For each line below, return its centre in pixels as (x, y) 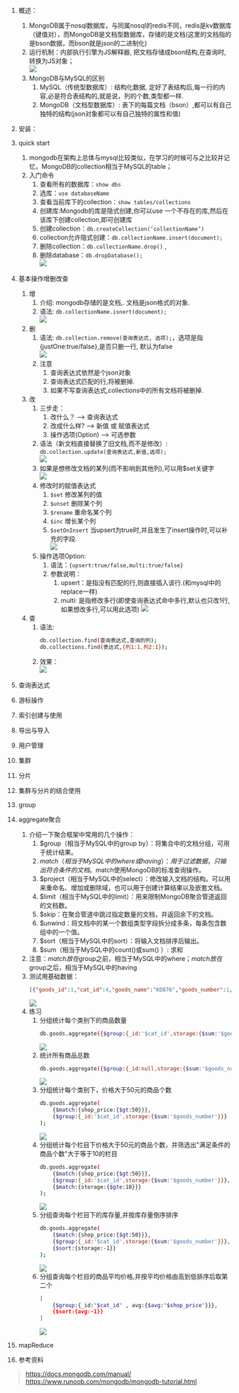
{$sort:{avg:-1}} (78, 1312)
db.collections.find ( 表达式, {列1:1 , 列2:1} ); (104, 647)
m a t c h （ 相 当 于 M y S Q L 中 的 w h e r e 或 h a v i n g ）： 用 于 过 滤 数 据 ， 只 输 (133, 861)
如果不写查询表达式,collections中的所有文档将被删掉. (127, 390)
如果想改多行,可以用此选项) (100, 609)
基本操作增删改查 (43, 278)
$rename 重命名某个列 (81, 512)
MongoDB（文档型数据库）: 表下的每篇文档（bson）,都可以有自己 (135, 105)
